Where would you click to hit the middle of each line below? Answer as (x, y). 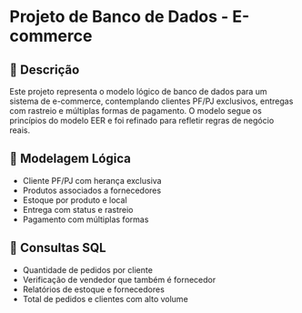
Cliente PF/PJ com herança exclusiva (92, 180)
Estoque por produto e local (75, 200)
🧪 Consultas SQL (58, 248)
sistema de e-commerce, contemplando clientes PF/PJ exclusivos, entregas (151, 101)
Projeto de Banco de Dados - (119, 17)
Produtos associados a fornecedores (92, 190)
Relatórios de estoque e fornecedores (94, 289)
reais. (20, 130)
